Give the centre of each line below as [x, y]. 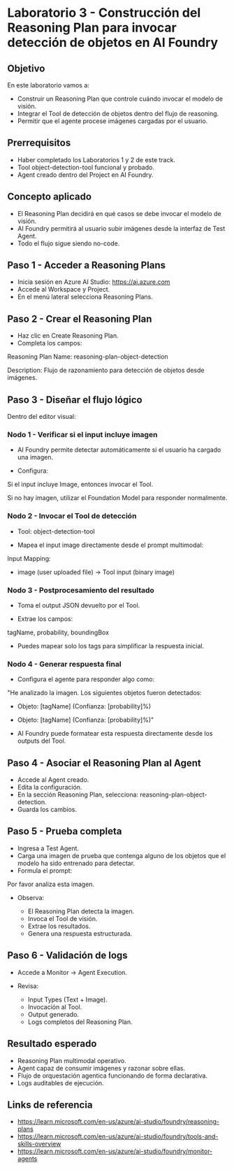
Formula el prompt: [45, 870]
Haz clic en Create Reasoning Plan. [68, 336]
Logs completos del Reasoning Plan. [80, 1022]
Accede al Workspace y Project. [64, 290]
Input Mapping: [29, 558]
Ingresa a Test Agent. [48, 848]
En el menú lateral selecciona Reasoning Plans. [85, 297]
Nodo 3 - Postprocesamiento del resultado [81, 590]
